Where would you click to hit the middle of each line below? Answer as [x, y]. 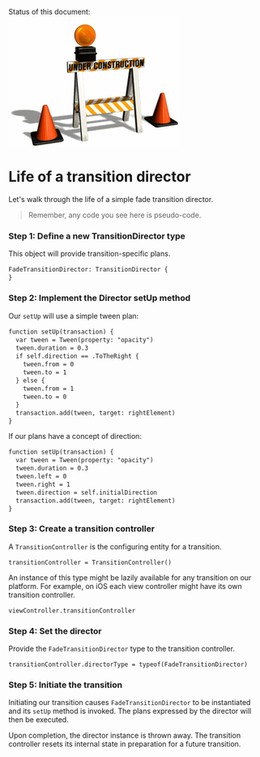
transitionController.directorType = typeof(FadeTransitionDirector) [128, 665]
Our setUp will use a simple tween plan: [74, 316]
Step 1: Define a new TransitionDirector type [97, 236]
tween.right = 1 [43, 484]
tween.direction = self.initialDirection [87, 492]
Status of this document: [49, 12]
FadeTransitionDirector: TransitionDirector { [88, 270]
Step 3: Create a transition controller [82, 529]
